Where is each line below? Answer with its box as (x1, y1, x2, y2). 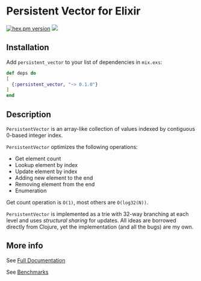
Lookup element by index (14, 161, 78, 168)
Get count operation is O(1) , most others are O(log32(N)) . (6, 198, 149, 206)
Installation (6, 42, 49, 52)
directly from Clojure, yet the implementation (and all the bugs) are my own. (6, 223, 194, 230)
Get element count (14, 155, 61, 162)
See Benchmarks (6, 268, 49, 276)
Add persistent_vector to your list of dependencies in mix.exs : (6, 58, 162, 66)
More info (6, 241, 43, 251)
